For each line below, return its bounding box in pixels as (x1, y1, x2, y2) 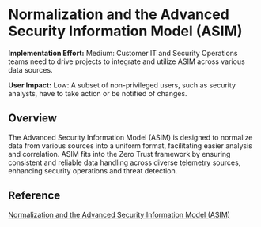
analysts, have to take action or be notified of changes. (8, 88, 187, 98)
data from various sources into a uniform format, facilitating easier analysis (8, 140, 253, 151)
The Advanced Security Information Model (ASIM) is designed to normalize (8, 132, 253, 142)
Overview (8, 112, 58, 125)
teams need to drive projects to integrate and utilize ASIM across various (8, 57, 245, 66)
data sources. (8, 65, 53, 74)
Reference (8, 189, 61, 203)
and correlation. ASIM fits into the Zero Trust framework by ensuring (8, 149, 231, 158)
